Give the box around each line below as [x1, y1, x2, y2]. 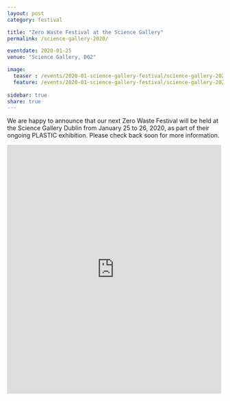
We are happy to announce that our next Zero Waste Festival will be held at [7, 117, 219, 125]
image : [7, 66, 26, 73]
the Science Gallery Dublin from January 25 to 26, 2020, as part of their [7, 124, 210, 132]
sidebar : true [7, 92, 48, 99]
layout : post [7, 10, 44, 17]
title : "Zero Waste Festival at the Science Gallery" [7, 29, 164, 36]
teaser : [13, 73, 38, 79]
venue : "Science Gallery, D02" [7, 54, 97, 61]
